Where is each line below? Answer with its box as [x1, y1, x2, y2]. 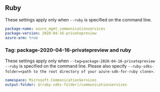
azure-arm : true [5, 35, 38, 40]
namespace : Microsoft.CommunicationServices [5, 77, 97, 82]
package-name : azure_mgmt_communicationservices [5, 26, 106, 31]
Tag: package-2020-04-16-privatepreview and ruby [5, 47, 131, 54]
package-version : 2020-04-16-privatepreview [5, 31, 97, 36]
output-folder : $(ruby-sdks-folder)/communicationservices [5, 82, 127, 87]
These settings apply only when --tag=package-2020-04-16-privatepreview [5, 58, 155, 64]
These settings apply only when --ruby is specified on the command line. [5, 17, 152, 22]
